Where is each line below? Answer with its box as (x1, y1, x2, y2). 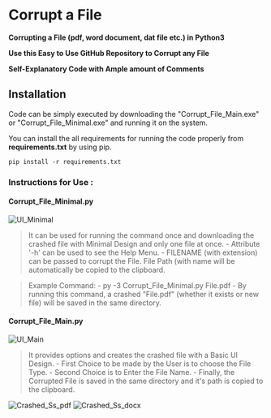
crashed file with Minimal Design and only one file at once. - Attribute (28, 239, 260, 248)
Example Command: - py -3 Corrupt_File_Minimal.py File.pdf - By (28, 280, 247, 290)
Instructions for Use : (8, 176, 94, 187)
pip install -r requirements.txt (8, 157, 122, 166)
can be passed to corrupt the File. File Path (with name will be (28, 256, 235, 265)
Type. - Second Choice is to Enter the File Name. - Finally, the (28, 368, 235, 377)
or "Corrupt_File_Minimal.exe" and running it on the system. (8, 118, 209, 127)
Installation (8, 88, 67, 101)
